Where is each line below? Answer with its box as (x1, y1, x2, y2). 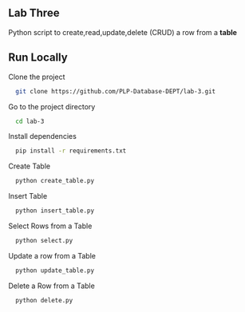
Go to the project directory (8, 101, 96, 111)
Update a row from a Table (8, 251, 96, 260)
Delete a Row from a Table (8, 281, 96, 290)
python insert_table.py (15, 207, 94, 215)
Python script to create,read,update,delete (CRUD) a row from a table (8, 27, 238, 37)
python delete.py (15, 296, 73, 304)
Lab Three (8, 6, 60, 20)
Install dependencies (8, 132, 77, 141)
